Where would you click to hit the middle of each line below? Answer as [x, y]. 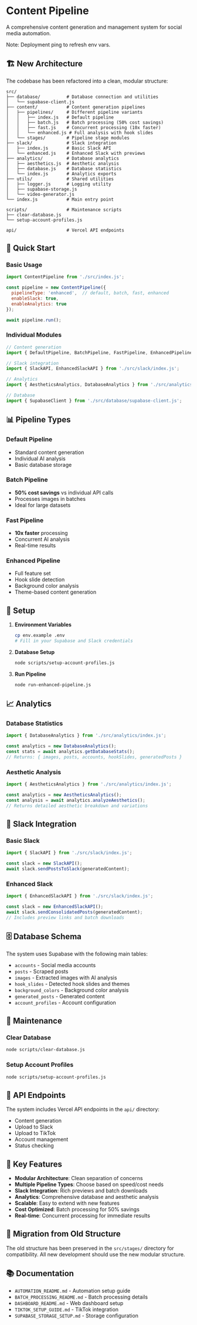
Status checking [34, 1146]
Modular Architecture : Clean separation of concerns [79, 1178]
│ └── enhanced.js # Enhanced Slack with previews [76, 153]
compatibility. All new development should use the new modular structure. [96, 1254]
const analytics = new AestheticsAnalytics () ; [64, 795]
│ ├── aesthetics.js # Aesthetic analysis [62, 163]
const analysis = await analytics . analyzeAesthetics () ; [76, 800]
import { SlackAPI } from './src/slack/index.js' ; [69, 853]
